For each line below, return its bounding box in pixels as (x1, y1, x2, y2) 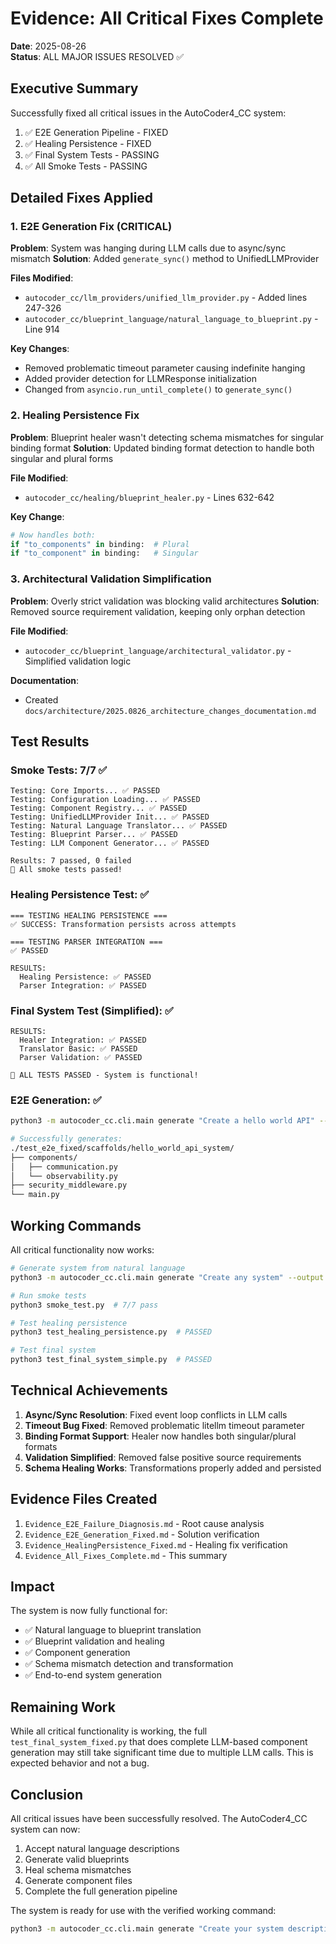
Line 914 (24, 323, 60, 336)
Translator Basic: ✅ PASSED (19, 1043, 138, 1054)
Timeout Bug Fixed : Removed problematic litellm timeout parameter (24, 1419, 305, 1431)
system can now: (10, 1823, 81, 1836)
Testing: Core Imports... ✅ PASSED (10, 786, 161, 796)
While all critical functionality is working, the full (10, 1725, 208, 1737)
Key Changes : (10, 343, 70, 355)
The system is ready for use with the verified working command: (10, 1905, 277, 1917)
